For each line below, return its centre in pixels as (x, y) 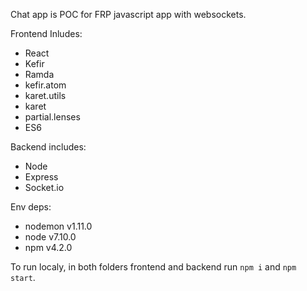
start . (23, 277)
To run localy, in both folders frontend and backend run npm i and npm (153, 267)
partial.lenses (52, 117)
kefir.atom (45, 85)
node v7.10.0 (50, 237)
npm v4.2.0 (48, 247)
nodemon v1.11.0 (58, 226)
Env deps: (31, 207)
